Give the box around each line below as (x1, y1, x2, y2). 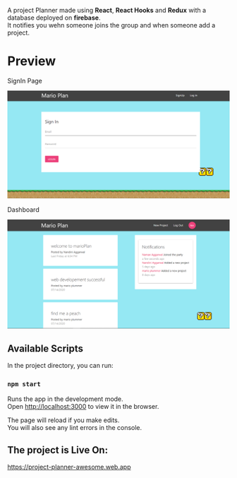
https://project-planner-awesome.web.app (7, 462, 131, 472)
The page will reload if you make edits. (7, 416, 120, 424)
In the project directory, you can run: (7, 362, 114, 370)
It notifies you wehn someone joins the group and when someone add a (7, 21, 216, 29)
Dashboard (7, 205, 40, 214)
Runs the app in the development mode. (7, 395, 123, 403)
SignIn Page (7, 76, 42, 85)
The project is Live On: (7, 444, 108, 456)
